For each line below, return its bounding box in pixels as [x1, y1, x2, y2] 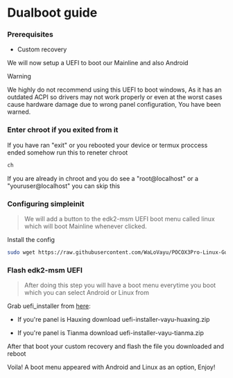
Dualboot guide [7, 5, 98, 21]
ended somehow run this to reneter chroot [7, 148, 128, 157]
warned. [7, 108, 31, 116]
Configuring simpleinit [7, 199, 85, 209]
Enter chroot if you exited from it [7, 125, 119, 135]
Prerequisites [7, 30, 53, 40]
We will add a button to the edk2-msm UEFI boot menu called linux [24, 214, 215, 223]
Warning [7, 72, 31, 80]
